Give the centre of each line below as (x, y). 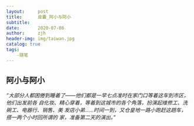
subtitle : (18, 22)
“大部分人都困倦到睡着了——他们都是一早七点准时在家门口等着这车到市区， (98, 96)
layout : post (27, 11)
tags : (13, 50)
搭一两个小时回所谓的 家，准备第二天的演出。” (61, 117)
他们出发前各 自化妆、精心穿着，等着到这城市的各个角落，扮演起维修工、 (94, 103)
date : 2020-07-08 (35, 28)
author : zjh (26, 33)
